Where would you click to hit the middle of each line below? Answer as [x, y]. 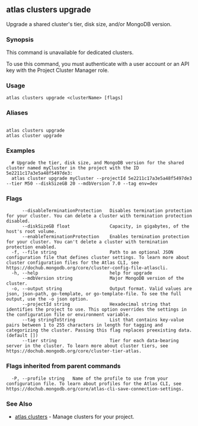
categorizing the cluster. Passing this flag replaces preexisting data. [99, 330]
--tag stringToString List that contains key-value [103, 320]
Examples [21, 150]
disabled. [18, 221]
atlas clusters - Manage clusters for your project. [74, 416]
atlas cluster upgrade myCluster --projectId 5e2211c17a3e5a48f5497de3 [102, 178]
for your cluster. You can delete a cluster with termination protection [99, 216]
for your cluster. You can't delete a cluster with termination [87, 242]
